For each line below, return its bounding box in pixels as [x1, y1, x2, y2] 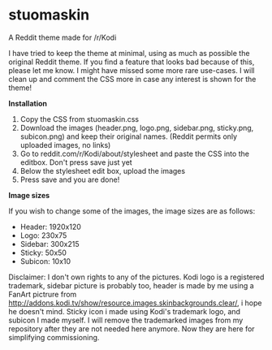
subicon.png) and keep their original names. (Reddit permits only [19, 132, 238, 141]
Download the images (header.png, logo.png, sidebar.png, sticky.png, [19, 123, 254, 132]
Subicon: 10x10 [19, 256, 71, 266]
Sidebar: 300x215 [19, 239, 80, 248]
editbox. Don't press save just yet [19, 157, 132, 167]
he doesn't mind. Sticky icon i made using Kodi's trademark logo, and [8, 306, 241, 316]
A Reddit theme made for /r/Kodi [8, 32, 117, 42]
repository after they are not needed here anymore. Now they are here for [8, 323, 255, 334]
